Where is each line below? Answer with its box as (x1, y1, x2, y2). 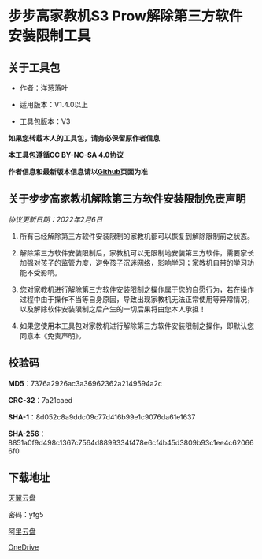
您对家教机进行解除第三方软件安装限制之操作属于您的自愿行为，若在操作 (19, 285, 254, 294)
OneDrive (8, 542, 39, 552)
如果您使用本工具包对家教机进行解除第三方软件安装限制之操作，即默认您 (19, 321, 254, 330)
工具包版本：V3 (19, 117, 71, 126)
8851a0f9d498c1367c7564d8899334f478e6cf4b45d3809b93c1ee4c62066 (8, 438, 254, 447)
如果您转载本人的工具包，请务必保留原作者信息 (8, 133, 160, 143)
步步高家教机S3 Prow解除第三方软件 (8, 7, 243, 25)
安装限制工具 (8, 27, 92, 45)
